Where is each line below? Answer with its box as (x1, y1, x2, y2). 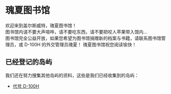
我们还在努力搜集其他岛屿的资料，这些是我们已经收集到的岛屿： (5, 72, 139, 78)
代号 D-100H (12, 83, 40, 89)
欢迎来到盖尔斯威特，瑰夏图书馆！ (5, 22, 77, 28)
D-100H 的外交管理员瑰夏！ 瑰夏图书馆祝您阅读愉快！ (24, 41, 137, 47)
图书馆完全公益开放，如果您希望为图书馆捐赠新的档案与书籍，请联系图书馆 (5, 35, 161, 41)
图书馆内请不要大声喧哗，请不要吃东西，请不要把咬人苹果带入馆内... (5, 28, 148, 35)
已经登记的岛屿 (5, 58, 52, 67)
